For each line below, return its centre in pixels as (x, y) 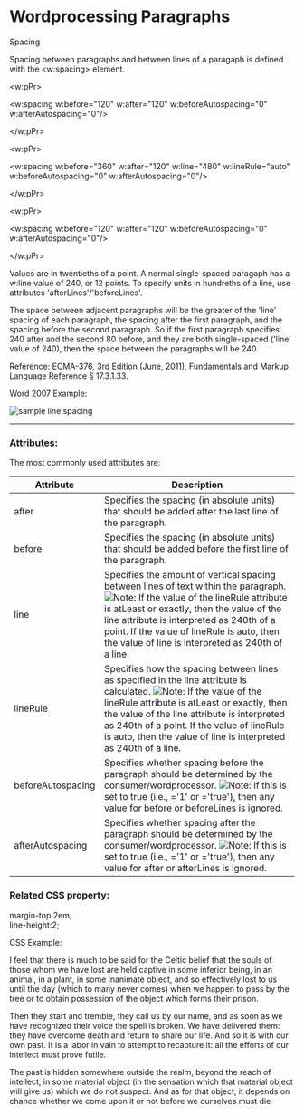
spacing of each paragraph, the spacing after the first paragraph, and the (146, 320)
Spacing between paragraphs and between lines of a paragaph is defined (147, 59)
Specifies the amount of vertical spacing (190, 575)
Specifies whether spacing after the (180, 823)
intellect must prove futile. (58, 1054)
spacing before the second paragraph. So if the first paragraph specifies (145, 329)
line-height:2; (34, 925)
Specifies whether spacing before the (184, 763)
